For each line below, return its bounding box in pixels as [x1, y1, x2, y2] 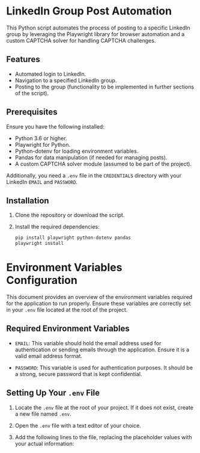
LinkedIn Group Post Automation [6, 4, 172, 18]
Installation [6, 196, 49, 206]
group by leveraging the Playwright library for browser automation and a [6, 30, 185, 37]
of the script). [14, 89, 49, 97]
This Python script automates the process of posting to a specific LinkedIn [6, 24, 190, 31]
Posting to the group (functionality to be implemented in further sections [14, 83, 194, 90]
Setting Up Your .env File [6, 388, 100, 398]
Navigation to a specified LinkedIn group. [14, 76, 117, 84]
